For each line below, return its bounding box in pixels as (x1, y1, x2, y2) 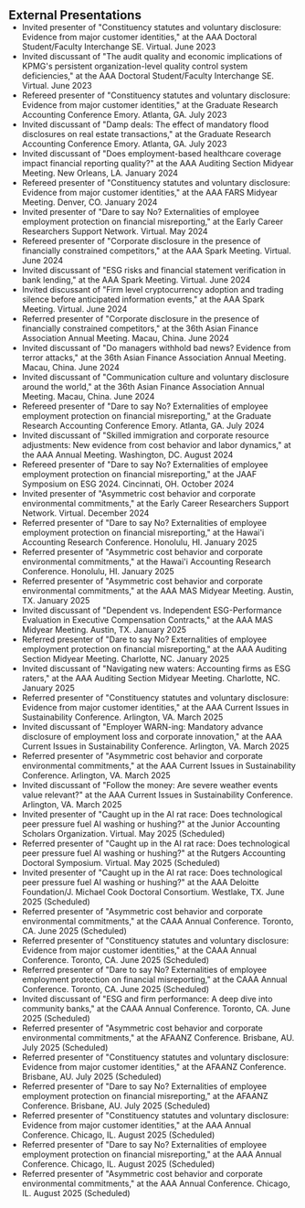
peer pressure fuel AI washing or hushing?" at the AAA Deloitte (21, 877, 259, 887)
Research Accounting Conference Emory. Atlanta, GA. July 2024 (21, 421, 266, 431)
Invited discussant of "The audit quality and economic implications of (21, 51, 283, 61)
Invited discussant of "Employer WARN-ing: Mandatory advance (21, 722, 264, 732)
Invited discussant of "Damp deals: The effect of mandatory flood (21, 119, 269, 130)
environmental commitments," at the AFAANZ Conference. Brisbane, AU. (21, 1032, 295, 1042)
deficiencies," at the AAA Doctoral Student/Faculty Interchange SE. (21, 70, 275, 81)
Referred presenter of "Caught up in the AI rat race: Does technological (21, 838, 290, 849)
